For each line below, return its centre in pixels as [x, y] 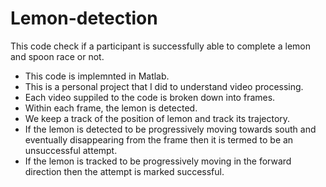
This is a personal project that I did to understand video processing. [164, 86]
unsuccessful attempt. [71, 150]
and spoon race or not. [57, 56]
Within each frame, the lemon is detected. [111, 108]
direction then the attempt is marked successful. [124, 171]
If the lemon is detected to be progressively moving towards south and [170, 129]
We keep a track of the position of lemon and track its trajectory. [157, 118]
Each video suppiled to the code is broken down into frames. [150, 97]
